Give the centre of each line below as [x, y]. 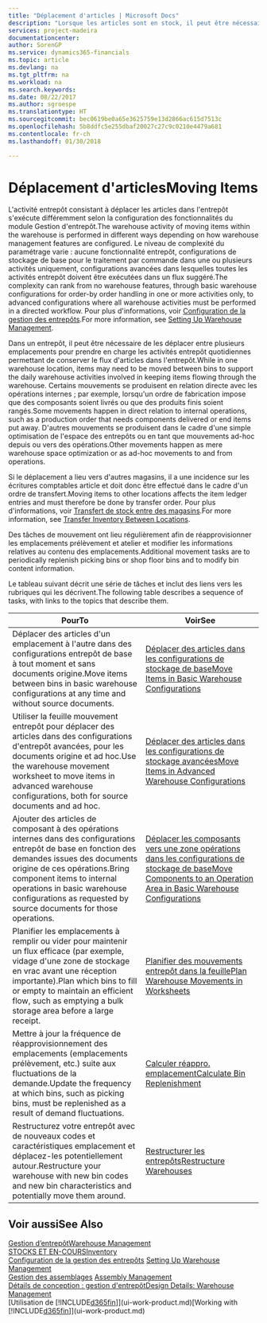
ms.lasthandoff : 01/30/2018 [55, 141]
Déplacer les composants [193, 839]
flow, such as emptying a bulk [68, 1001]
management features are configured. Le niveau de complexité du [116, 243]
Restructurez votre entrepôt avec [74, 1126]
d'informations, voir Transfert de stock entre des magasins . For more [120, 511]
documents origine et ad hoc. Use [74, 757]
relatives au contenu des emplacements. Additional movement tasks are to [129, 552]
